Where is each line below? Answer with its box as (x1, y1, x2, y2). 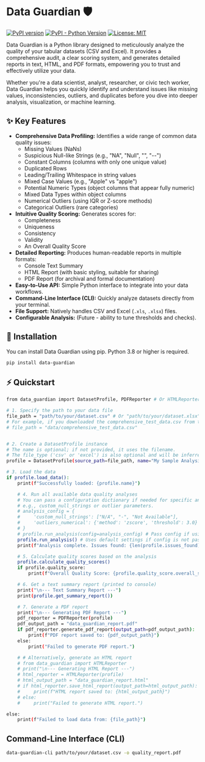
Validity (24, 236, 43, 243)
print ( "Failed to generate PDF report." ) (28, 644, 135, 650)
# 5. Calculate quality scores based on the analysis (17, 553, 157, 559)
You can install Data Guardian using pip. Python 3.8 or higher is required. (6, 347, 189, 355)
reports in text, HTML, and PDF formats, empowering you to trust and (6, 60, 181, 68)
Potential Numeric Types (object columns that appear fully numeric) (24, 184, 195, 191)
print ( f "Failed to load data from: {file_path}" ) (17, 717, 146, 723)
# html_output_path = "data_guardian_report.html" (17, 677, 149, 684)
